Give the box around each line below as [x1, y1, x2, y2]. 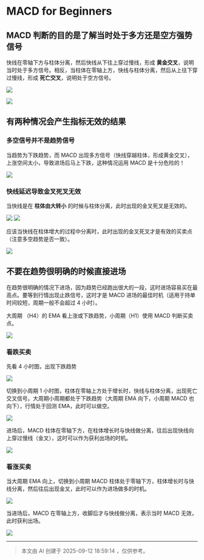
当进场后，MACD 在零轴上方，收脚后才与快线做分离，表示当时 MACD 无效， [6, 509, 197, 517]
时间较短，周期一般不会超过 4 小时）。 [6, 299, 101, 306]
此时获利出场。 [6, 517, 44, 525]
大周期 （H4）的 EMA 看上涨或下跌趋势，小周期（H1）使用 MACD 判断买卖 [6, 312, 194, 319]
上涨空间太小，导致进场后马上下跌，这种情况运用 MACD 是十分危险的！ [6, 159, 185, 166]
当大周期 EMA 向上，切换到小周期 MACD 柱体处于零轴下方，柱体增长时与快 [6, 478, 194, 485]
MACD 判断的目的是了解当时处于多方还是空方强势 [6, 30, 193, 40]
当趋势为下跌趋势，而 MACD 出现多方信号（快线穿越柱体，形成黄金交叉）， [6, 151, 193, 159]
